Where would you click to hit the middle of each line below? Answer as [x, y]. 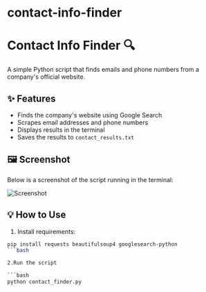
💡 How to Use [37, 215]
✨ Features [31, 98]
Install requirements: [46, 231]
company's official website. [46, 77]
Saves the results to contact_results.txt [76, 137]
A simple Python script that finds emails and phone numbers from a [103, 70]
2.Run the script [32, 263]
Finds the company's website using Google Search [90, 115]
